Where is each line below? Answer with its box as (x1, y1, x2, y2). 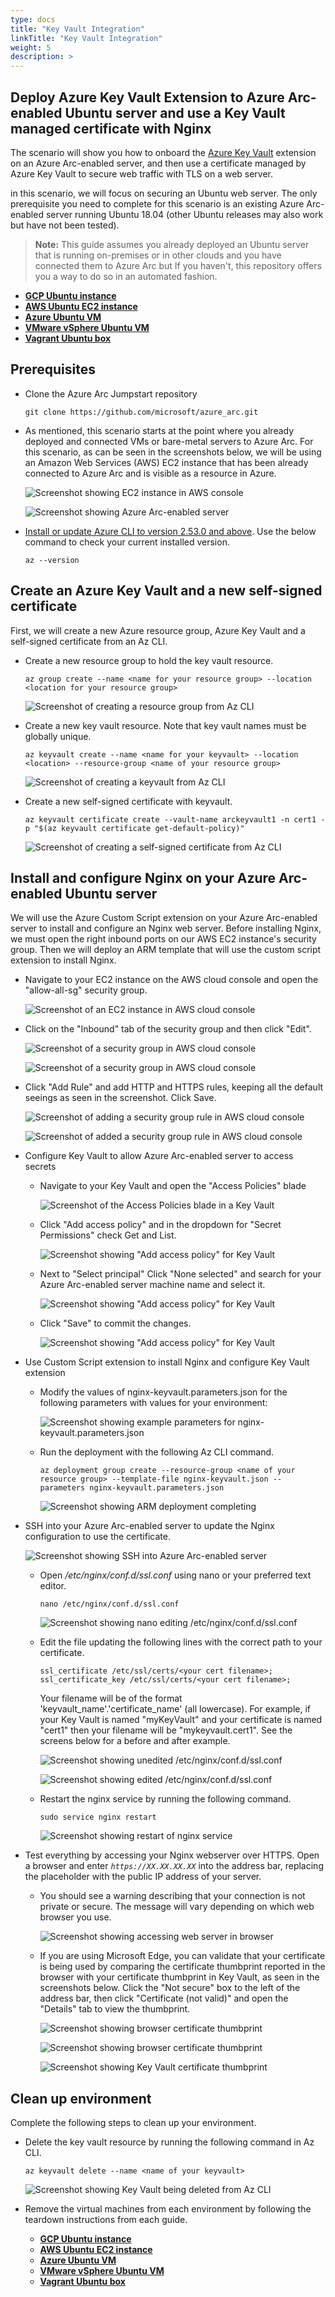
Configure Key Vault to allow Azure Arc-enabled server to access (24, 1150, 294, 1162)
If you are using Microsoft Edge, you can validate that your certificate (39, 1950, 326, 1962)
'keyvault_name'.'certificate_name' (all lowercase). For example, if (39, 1703, 311, 1715)
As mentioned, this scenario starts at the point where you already (24, 424, 295, 436)
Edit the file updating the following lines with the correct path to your (39, 1636, 323, 1648)
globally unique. (24, 730, 92, 742)
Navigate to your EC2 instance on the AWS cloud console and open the (24, 974, 319, 986)
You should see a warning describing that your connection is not (39, 1890, 306, 1902)
